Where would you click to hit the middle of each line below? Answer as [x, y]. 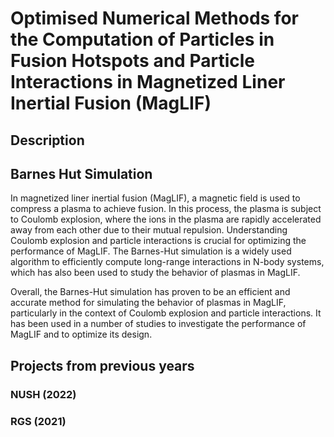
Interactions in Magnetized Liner [148, 82]
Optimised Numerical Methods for [154, 18]
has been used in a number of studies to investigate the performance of [158, 324]
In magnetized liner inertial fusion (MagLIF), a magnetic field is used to [155, 198]
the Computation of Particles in [142, 39]
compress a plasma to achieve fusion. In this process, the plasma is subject [166, 209]
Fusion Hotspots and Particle [132, 61]
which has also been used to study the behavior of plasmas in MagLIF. [155, 273]
